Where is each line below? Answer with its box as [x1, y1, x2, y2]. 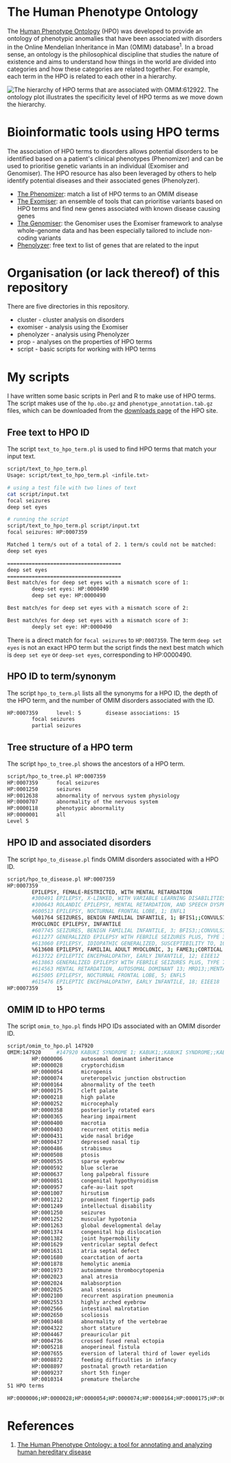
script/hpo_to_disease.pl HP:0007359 [7, 876, 115, 883]
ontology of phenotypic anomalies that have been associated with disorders [7, 34, 222, 42]
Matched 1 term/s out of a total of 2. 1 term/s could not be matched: [7, 542, 217, 549]
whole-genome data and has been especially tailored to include [16, 226, 198, 234]
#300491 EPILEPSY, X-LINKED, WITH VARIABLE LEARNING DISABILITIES [32, 895, 226, 902]
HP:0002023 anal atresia [32, 1273, 118, 1280]
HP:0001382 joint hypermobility [32, 1235, 140, 1242]
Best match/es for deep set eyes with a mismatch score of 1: [7, 580, 189, 586]
